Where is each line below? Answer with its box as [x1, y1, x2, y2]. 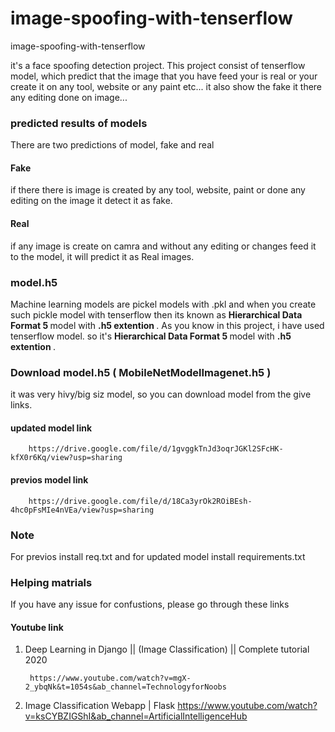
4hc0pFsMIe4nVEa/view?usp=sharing [10, 505, 155, 515]
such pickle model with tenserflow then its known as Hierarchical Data [10, 308, 303, 321]
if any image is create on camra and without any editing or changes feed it [10, 240, 317, 252]
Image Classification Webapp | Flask [24, 700, 176, 712]
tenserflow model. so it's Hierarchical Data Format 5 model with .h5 [10, 330, 292, 342]
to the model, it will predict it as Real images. [10, 250, 195, 262]
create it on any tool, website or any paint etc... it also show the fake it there [10, 80, 323, 92]
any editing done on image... [10, 91, 128, 103]
